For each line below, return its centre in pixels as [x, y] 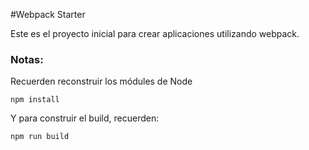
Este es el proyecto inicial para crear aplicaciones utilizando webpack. [155, 33]
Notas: [27, 59]
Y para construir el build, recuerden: [85, 118]
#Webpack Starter [48, 14]
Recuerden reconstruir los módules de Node [101, 81]
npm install [35, 100]
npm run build [40, 137]
